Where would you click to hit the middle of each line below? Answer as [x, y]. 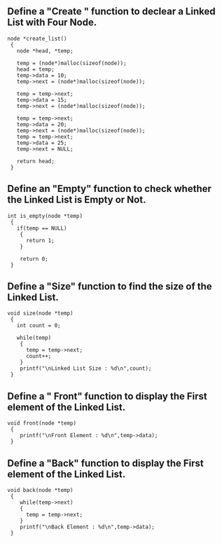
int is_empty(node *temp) [45, 216]
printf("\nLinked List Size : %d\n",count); [86, 369]
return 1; [40, 240]
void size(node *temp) [40, 314]
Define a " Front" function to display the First [107, 396]
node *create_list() [37, 39]
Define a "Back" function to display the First [106, 463]
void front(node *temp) [42, 423]
